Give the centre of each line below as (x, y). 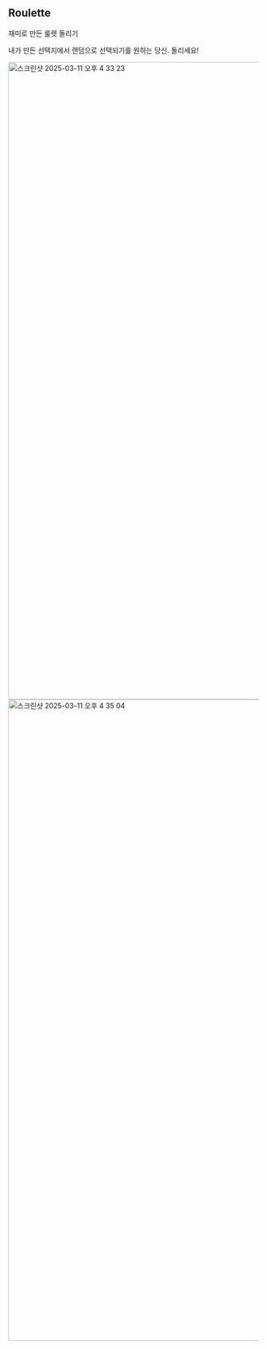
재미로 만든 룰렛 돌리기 (43, 33)
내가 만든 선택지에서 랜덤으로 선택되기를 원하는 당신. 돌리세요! (104, 50)
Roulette (30, 13)
